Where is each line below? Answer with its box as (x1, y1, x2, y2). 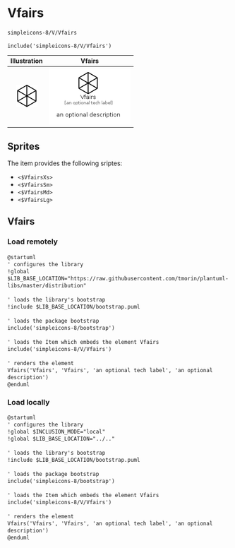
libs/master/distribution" (7, 282, 87, 289)
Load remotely (7, 237, 59, 246)
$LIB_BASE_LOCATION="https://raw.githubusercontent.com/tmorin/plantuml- (7, 275, 229, 282)
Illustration (10, 56, 44, 65)
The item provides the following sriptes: (7, 159, 123, 167)
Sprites (7, 140, 40, 153)
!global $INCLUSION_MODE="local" (7, 428, 106, 435)
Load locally (7, 397, 50, 407)
